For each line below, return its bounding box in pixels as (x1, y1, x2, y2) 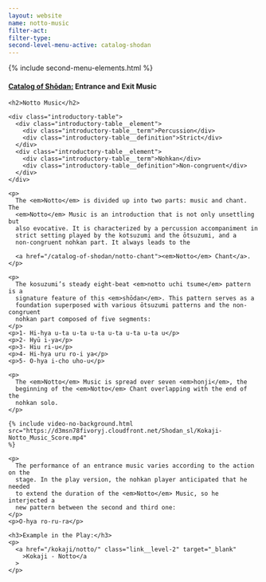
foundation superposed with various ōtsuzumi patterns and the (15, 301, 229, 309)
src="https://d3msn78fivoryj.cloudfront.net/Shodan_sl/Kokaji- (8, 427, 223, 435)
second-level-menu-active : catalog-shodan (8, 41, 151, 49)
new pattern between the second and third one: (15, 504, 177, 512)
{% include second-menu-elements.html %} (8, 63, 154, 73)
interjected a (8, 497, 56, 505)
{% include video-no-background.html (8, 420, 134, 428)
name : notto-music (8, 19, 69, 27)
